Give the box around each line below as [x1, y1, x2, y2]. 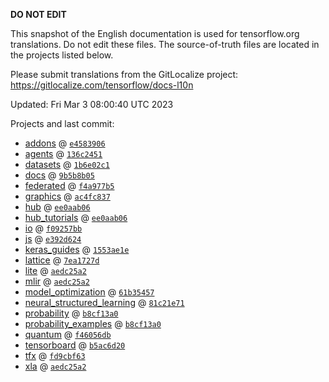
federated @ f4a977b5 [24, 180, 115, 191]
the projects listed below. [10, 49, 114, 61]
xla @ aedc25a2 [24, 360, 87, 372]
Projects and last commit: [10, 118, 115, 129]
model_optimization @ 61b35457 [24, 286, 155, 298]
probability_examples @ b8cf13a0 [24, 318, 162, 329]
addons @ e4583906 [24, 137, 106, 149]
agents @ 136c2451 [24, 148, 103, 159]
